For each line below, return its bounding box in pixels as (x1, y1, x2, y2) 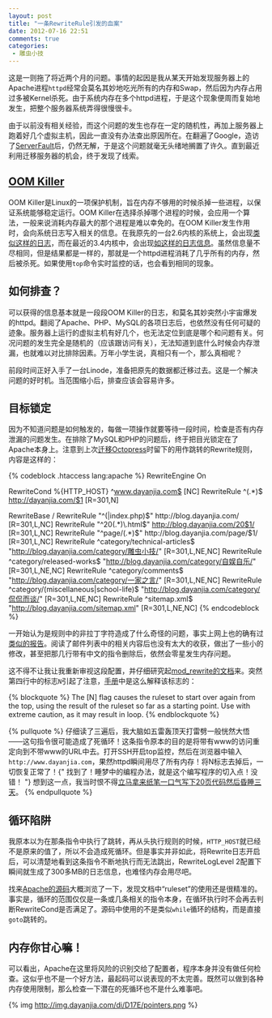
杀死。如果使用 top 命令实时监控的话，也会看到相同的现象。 (22, 258, 219, 268)
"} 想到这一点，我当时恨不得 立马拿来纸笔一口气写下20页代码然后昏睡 (23, 777, 255, 787)
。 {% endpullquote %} (15, 788, 93, 797)
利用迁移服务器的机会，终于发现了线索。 (8, 151, 143, 161)
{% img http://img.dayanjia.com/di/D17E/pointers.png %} (8, 1000, 198, 1010)
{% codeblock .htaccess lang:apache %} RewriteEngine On (8, 471, 206, 481)
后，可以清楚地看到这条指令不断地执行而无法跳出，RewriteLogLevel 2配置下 (8, 857, 261, 866)
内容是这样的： (8, 455, 58, 465)
